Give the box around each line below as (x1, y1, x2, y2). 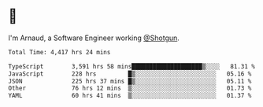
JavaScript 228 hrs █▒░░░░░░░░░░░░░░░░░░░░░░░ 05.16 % (8, 70, 252, 78)
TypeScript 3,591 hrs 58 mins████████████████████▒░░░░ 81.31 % (8, 62, 256, 70)
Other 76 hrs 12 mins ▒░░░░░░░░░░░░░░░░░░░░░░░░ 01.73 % (8, 84, 252, 93)
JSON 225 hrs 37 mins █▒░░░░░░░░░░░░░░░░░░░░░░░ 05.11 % (8, 77, 252, 85)
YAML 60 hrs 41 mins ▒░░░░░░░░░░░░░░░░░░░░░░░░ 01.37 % (8, 92, 252, 100)
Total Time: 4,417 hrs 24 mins (8, 48, 111, 56)
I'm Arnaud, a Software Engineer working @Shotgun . (8, 33, 180, 42)
